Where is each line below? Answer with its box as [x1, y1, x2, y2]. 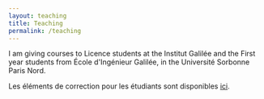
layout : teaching [8, 11, 67, 20]
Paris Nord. [8, 66, 46, 76]
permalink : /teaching [8, 27, 82, 35]
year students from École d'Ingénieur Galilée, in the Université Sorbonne [8, 57, 250, 67]
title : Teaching [8, 19, 63, 27]
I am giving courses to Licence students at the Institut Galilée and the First [8, 49, 256, 59]
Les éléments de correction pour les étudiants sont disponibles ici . [8, 81, 230, 91]
